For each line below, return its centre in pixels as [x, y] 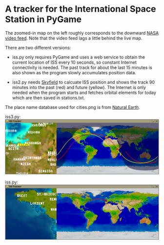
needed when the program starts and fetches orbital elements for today [84, 92]
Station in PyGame [43, 19]
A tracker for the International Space [81, 9]
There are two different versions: [38, 47]
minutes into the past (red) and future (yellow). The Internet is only [79, 87]
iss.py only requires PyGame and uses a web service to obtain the [79, 57]
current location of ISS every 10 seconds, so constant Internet [74, 62]
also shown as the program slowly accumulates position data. [74, 72]
